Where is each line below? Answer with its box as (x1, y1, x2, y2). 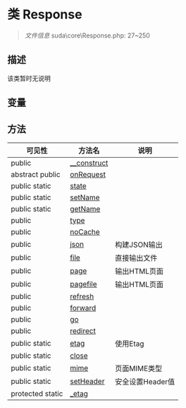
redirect (70, 326, 97, 336)
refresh (70, 291, 94, 301)
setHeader (70, 376, 105, 386)
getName (70, 204, 101, 214)
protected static (11, 388, 63, 398)
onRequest (70, 169, 106, 179)
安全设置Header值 (115, 376, 175, 386)
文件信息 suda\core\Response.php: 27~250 (24, 31, 150, 40)
